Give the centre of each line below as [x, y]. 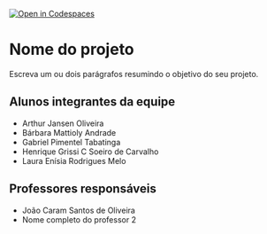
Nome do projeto [72, 50]
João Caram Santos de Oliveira [78, 210]
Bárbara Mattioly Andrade [69, 132]
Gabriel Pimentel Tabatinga [71, 142]
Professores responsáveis [83, 189]
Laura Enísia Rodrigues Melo [74, 160]
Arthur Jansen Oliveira [63, 123]
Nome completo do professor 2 [79, 219]
